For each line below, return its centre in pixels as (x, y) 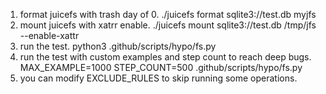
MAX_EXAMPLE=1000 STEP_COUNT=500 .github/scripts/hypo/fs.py (161, 67)
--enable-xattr (49, 35)
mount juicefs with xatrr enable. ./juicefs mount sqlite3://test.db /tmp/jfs (168, 25)
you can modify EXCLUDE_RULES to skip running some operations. (158, 78)
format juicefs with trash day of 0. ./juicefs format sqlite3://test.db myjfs (168, 14)
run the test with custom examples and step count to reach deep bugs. (165, 57)
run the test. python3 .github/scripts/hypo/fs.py (118, 46)
